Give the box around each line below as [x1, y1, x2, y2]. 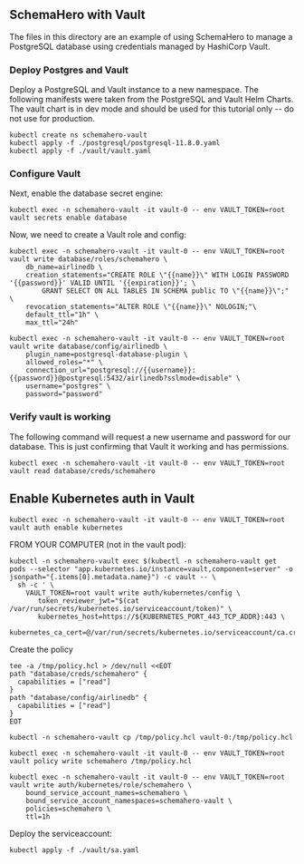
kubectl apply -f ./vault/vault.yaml [9, 147, 152, 156]
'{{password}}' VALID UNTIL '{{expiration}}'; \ [9, 278, 196, 288]
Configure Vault [9, 168, 81, 180]
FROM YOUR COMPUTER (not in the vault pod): [9, 539, 187, 549]
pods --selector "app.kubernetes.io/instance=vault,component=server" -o [9, 564, 294, 574]
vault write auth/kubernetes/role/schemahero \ [9, 780, 193, 790]
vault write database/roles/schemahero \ [9, 255, 168, 264]
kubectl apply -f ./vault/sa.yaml [9, 845, 140, 855]
